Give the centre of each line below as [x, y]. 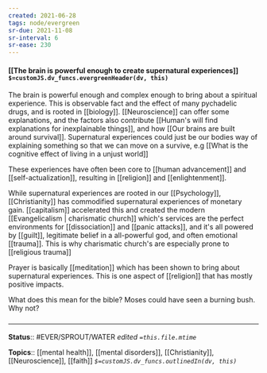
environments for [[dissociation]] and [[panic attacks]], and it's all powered [131, 227]
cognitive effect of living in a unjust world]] [78, 154]
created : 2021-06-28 [43, 15]
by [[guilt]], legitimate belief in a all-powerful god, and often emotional [123, 236]
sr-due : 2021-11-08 [41, 30]
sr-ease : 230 [30, 45]
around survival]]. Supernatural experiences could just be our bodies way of [133, 137]
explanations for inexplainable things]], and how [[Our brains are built [122, 129]
